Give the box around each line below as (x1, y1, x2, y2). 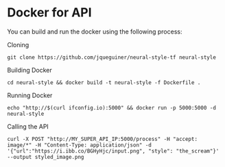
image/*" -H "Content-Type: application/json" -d (7, 142, 152, 149)
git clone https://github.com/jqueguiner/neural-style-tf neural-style (7, 53, 216, 61)
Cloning (7, 40, 29, 49)
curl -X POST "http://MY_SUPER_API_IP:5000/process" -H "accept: (7, 136, 198, 142)
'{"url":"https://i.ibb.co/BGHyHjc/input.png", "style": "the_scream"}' (7, 147, 220, 155)
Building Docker (7, 66, 53, 74)
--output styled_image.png (7, 153, 84, 160)
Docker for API (7, 5, 92, 21)
